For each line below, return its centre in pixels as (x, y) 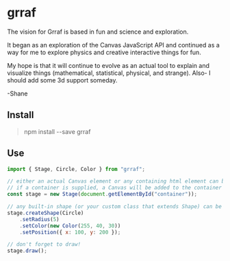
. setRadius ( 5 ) (39, 219)
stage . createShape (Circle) (46, 213)
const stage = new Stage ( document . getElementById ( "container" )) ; (102, 194)
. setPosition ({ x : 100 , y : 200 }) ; (70, 232)
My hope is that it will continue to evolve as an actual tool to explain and (108, 65)
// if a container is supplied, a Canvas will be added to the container (115, 188)
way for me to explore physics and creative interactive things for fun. (104, 52)
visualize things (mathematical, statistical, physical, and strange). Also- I (109, 73)
